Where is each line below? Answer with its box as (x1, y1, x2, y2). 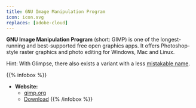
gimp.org (23, 90, 47, 97)
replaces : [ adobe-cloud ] (6, 20, 68, 26)
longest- (160, 36, 181, 43)
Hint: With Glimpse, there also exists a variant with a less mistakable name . (6, 60, 190, 67)
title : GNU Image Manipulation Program (6, 8, 106, 15)
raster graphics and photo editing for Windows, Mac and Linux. (19, 49, 175, 56)
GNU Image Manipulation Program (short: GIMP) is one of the (6, 36, 160, 43)
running (6, 42, 26, 49)
